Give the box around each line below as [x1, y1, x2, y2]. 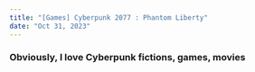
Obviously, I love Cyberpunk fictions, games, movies [9, 51, 246, 64]
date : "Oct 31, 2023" [9, 22, 91, 31]
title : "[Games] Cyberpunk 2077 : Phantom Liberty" [9, 13, 208, 22]
